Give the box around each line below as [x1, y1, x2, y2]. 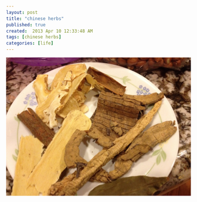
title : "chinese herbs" [6, 15, 64, 22]
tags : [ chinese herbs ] [6, 34, 62, 40]
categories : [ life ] [6, 40, 54, 46]
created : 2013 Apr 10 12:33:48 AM [6, 28, 93, 34]
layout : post [6, 9, 38, 15]
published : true [6, 22, 46, 28]
